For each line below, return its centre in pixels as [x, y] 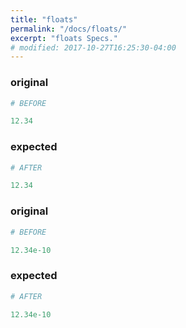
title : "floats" [44, 19]
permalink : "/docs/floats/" [69, 29]
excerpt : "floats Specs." [64, 38]
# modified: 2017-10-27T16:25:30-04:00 [93, 47]
